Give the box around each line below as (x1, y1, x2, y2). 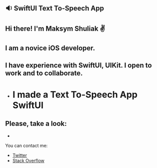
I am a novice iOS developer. (5, 44, 95, 53)
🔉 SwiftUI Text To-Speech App (5, 4, 104, 13)
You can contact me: (5, 142, 48, 148)
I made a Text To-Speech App (12, 89, 137, 100)
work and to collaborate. (5, 69, 83, 77)
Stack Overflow (12, 157, 45, 163)
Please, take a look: (5, 119, 67, 128)
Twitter (12, 152, 27, 158)
